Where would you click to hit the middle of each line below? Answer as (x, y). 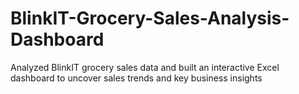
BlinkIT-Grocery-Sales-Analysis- (150, 18)
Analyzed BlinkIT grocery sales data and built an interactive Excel (145, 67)
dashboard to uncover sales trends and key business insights (136, 78)
